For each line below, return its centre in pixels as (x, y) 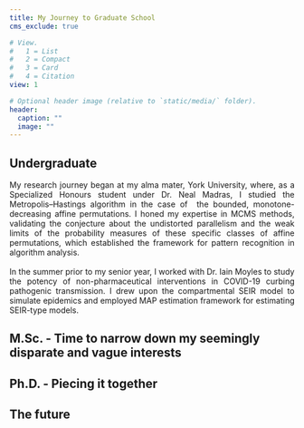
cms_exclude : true (44, 26)
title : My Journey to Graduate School (82, 18)
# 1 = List (34, 51)
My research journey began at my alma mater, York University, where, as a (152, 185)
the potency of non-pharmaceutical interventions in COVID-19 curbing (152, 281)
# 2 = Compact (40, 60)
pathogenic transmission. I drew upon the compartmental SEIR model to (152, 291)
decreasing (30, 214)
